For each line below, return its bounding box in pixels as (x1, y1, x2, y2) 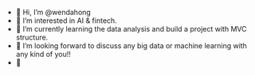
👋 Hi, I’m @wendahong (15, 8, 92, 17)
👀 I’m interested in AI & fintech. (15, 16, 117, 25)
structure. (15, 32, 49, 42)
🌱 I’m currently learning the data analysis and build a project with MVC (15, 24, 247, 33)
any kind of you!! (15, 50, 72, 58)
